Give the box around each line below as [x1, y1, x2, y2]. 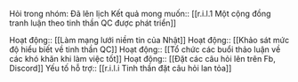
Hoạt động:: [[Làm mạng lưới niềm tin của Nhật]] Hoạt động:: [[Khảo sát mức [9, 35, 290, 45]
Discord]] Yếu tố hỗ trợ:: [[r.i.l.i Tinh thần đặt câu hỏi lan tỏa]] [9, 63, 232, 73]
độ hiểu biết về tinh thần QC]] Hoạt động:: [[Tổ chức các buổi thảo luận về [9, 44, 281, 55]
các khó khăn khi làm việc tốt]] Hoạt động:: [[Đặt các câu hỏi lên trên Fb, [9, 54, 276, 63]
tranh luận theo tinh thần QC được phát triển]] [9, 18, 176, 28]
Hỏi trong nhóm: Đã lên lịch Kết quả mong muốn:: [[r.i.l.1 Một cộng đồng [9, 9, 271, 19]
